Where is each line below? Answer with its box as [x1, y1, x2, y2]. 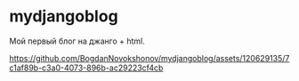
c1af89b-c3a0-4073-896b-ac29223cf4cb [9, 62, 164, 73]
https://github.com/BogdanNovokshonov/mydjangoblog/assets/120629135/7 [9, 53, 290, 63]
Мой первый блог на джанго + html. [9, 36, 145, 46]
